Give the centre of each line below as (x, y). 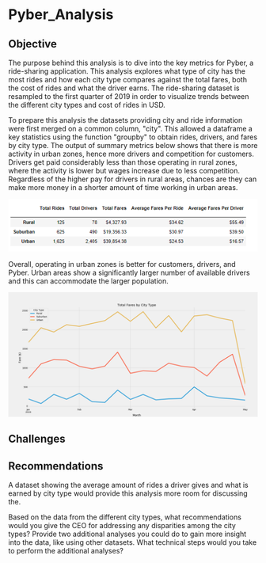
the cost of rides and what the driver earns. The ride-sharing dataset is (124, 88)
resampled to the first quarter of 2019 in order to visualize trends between (129, 96)
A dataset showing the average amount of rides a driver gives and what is (128, 485)
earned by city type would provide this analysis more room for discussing (128, 493)
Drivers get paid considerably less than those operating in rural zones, (123, 162)
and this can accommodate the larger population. (88, 281)
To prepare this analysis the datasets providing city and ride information (125, 120)
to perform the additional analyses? (66, 551)
